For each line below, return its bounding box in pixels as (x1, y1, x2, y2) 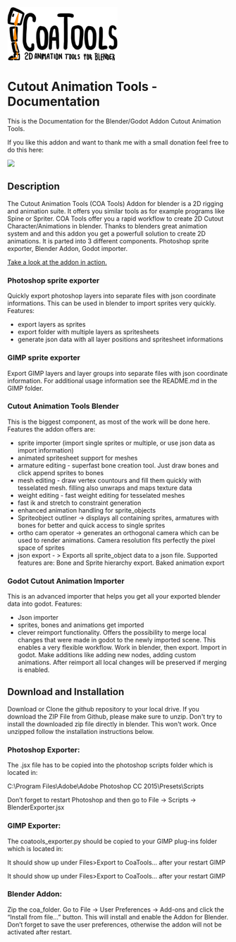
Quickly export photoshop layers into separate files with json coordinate (7, 292, 216, 300)
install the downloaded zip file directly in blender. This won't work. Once (7, 719, 217, 728)
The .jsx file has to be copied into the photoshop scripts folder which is (7, 761, 213, 769)
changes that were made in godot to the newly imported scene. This (17, 636, 216, 644)
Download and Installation (7, 686, 125, 698)
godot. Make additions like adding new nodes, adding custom (17, 651, 197, 659)
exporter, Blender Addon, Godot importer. (7, 244, 128, 252)
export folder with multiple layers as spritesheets (17, 328, 160, 336)
